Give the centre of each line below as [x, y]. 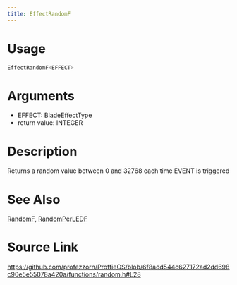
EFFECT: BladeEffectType [55, 115]
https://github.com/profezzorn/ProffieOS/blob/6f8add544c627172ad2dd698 [119, 267]
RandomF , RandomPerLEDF [48, 219]
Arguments [41, 96]
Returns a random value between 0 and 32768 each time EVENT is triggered [119, 171]
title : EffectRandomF [39, 14]
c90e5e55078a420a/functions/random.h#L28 [74, 274]
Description [42, 151]
